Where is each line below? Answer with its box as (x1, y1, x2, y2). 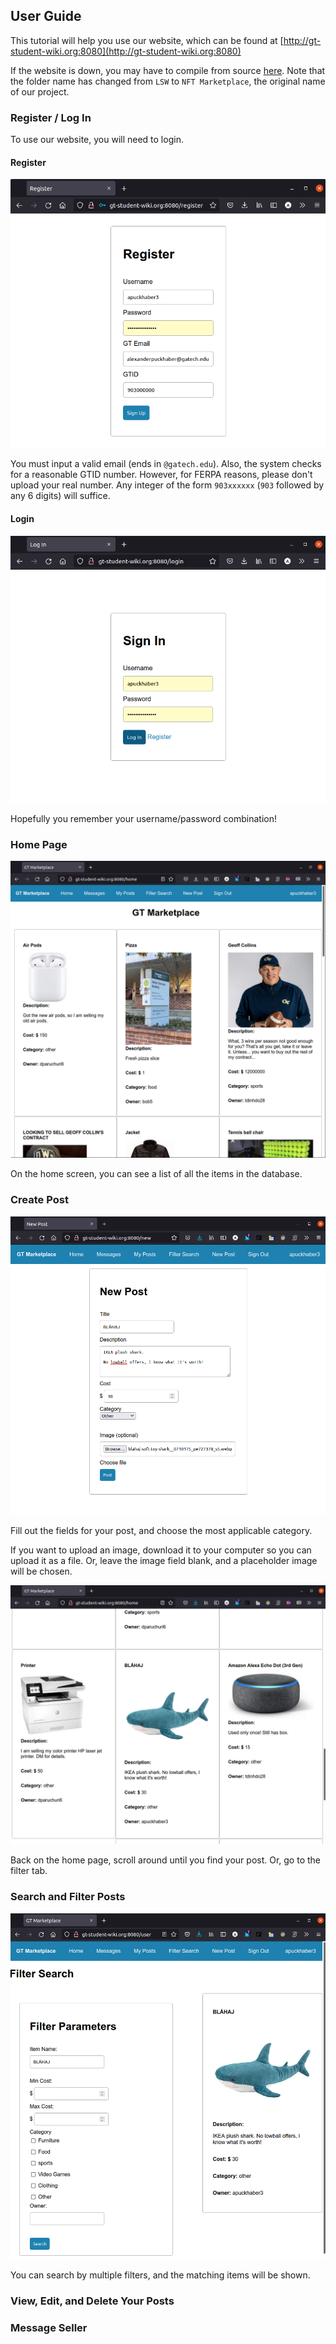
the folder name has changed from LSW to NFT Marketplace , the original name (10, 75, 326, 87)
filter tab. (10, 1865, 48, 1877)
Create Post (10, 1193, 69, 1207)
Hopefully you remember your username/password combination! (10, 812, 277, 824)
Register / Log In (10, 110, 92, 124)
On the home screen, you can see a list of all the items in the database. (10, 1168, 303, 1180)
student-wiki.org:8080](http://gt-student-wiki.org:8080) (10, 45, 242, 57)
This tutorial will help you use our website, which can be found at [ (10, 34, 284, 46)
